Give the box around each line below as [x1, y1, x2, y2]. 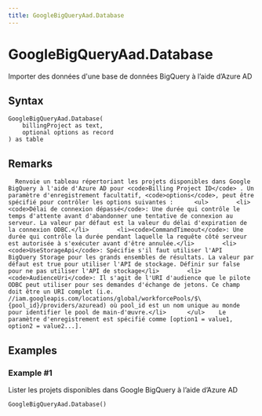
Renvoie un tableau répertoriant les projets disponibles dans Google [15, 178, 251, 186]
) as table [8, 135, 44, 144]
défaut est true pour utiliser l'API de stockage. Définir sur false [8, 260, 241, 268]
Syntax [8, 94, 44, 107]
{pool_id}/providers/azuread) [8, 302, 107, 310]
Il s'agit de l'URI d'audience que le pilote [99, 274, 251, 282]
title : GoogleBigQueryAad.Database [8, 11, 125, 20]
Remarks [8, 156, 53, 170]
